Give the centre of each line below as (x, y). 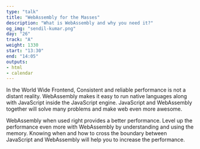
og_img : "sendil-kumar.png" (41, 28)
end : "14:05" (22, 56)
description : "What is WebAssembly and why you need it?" (80, 23)
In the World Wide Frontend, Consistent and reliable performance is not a (96, 90)
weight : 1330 (22, 45)
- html (14, 67)
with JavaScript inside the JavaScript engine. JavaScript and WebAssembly (99, 103)
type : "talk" (22, 12)
